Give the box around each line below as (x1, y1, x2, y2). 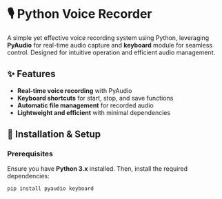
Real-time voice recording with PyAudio (17, 86, 132, 94)
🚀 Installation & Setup (7, 129, 101, 140)
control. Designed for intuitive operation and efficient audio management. (7, 48, 216, 56)
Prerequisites (7, 149, 53, 159)
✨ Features (7, 68, 56, 80)
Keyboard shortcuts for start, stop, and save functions (17, 94, 174, 102)
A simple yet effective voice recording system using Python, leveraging (7, 33, 210, 42)
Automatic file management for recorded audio (17, 101, 154, 109)
